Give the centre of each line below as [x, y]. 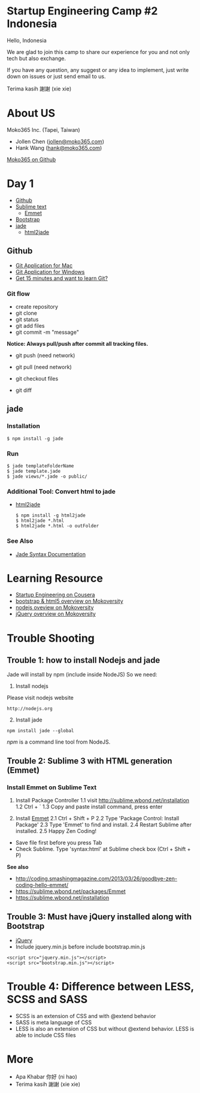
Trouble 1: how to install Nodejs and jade [84, 660]
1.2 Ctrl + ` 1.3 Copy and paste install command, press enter [89, 807]
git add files [30, 325]
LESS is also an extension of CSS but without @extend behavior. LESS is [105, 1028]
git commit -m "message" [47, 332]
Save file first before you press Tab [59, 843]
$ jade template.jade [34, 471]
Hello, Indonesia [27, 40]
